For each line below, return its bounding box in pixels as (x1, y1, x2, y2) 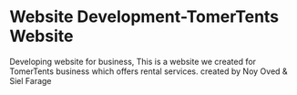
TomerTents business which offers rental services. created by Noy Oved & (9, 66, 289, 77)
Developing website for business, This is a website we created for (9, 56, 257, 67)
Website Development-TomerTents (9, 6, 280, 27)
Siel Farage (9, 75, 52, 86)
